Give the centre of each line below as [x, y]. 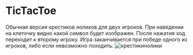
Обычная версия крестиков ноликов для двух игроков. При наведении [95, 27]
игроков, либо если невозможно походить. [60, 46]
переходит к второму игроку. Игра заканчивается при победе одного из [97, 39]
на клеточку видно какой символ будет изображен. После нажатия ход [95, 33]
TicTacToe [31, 11]
